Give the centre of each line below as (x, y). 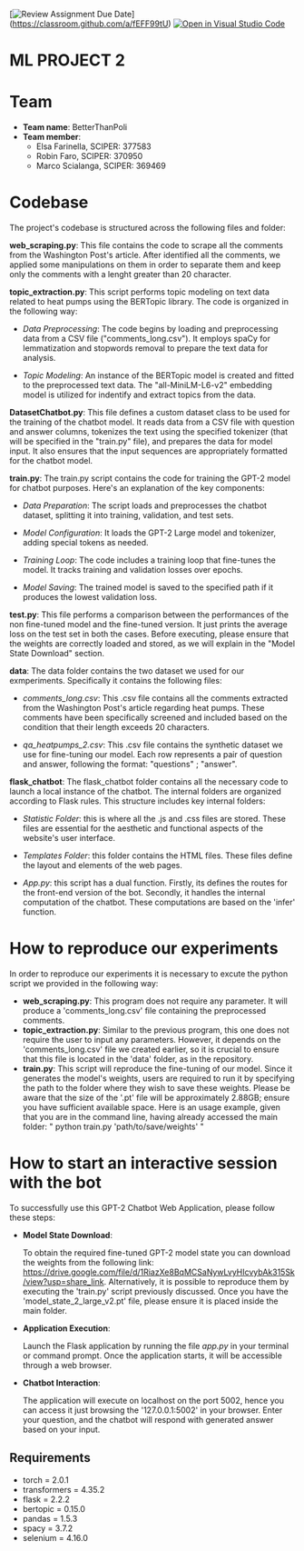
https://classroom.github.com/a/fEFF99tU (90, 24)
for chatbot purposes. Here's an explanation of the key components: (137, 488)
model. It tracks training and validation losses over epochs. (132, 570)
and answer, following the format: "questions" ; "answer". (130, 765)
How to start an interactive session (144, 1163)
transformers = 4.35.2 (64, 1489)
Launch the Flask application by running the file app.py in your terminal (155, 1346)
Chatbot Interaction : (62, 1383)
